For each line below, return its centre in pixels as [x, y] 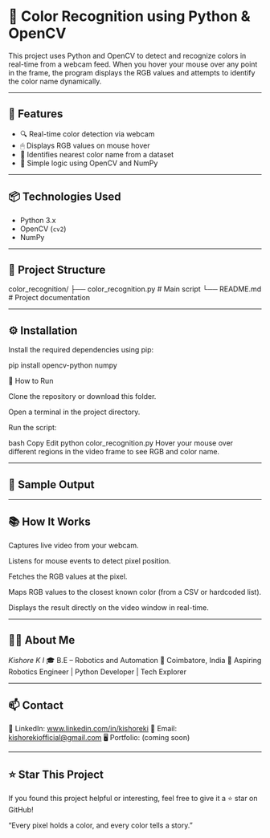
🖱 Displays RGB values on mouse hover [85, 145]
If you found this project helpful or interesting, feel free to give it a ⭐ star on [133, 799]
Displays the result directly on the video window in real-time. [108, 607]
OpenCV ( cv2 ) [43, 229]
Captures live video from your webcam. [74, 545]
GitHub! [21, 810]
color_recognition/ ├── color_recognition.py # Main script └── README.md [135, 289]
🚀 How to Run [31, 381]
